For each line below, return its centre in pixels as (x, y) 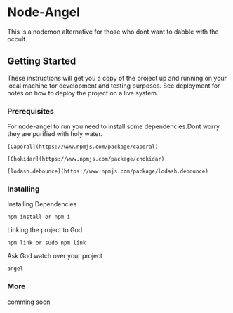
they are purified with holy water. (55, 134)
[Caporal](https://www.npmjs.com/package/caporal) (83, 147)
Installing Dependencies (42, 204)
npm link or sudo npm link (47, 243)
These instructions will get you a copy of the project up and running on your (117, 78)
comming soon (29, 302)
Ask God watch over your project (55, 256)
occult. (17, 39)
